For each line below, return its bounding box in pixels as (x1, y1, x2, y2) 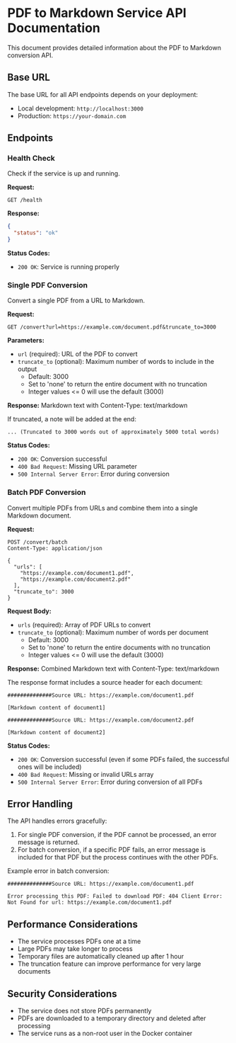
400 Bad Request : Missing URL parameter (17, 462, 138, 471)
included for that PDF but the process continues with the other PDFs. (17, 853, 219, 862)
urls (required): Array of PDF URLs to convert (17, 620, 151, 629)
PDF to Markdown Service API (7, 5, 187, 21)
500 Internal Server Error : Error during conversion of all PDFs (17, 777, 203, 786)
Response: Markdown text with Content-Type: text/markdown (7, 401, 188, 410)
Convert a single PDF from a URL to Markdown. (7, 296, 146, 305)
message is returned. (17, 838, 80, 847)
